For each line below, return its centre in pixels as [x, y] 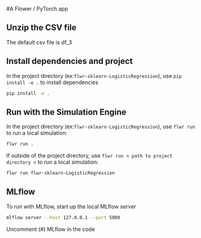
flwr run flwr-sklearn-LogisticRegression [61, 173]
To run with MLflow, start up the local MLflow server [71, 206]
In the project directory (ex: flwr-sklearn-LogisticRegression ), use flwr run [101, 127]
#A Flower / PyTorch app [37, 9]
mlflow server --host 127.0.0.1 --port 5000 [63, 217]
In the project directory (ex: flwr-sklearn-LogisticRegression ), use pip [94, 76]
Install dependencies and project [70, 61]
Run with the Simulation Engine [66, 112]
